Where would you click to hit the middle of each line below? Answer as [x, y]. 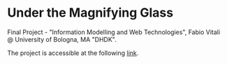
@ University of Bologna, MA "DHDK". [62, 39]
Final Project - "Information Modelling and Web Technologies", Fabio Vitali [114, 32]
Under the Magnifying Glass [90, 13]
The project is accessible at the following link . [73, 53]
